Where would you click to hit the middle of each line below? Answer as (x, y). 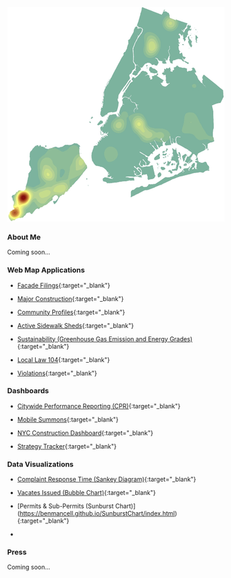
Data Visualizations (40, 464)
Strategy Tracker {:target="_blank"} (67, 446)
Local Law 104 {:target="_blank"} (63, 359)
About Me (24, 237)
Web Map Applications (46, 270)
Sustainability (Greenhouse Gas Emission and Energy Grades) (105, 338)
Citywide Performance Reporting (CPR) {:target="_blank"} (99, 406)
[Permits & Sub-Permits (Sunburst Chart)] (76, 506)
